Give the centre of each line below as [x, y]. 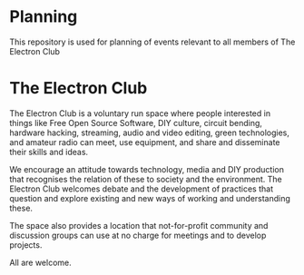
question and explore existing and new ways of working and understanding [150, 198]
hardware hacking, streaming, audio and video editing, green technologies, [150, 133]
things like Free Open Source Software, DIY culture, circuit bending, [136, 123]
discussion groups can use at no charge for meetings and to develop [138, 235]
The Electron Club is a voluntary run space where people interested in [140, 113]
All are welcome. [40, 262]
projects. [26, 245]
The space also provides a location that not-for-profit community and [139, 225]
